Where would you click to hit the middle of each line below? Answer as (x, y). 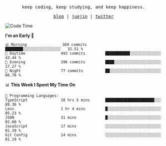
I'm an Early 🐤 (20, 35)
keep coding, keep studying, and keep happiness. (83, 7)
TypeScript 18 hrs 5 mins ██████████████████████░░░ (83, 100)
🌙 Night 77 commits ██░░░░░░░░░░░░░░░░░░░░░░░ (83, 71)
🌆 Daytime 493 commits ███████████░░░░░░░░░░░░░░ (83, 53)
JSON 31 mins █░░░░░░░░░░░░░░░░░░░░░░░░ (83, 118)
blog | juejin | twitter (83, 16)
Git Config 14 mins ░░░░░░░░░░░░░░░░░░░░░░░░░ (83, 135)
